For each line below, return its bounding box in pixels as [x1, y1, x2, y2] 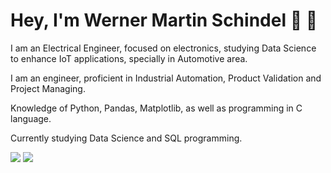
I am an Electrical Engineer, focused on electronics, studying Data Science [10, 42, 317, 54]
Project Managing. [10, 82, 86, 94]
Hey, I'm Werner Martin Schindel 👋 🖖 [10, 9, 318, 32]
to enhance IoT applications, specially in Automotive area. [10, 52, 248, 64]
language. [10, 112, 52, 124]
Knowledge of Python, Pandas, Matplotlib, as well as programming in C [10, 102, 303, 114]
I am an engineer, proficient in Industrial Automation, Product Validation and [10, 72, 322, 84]
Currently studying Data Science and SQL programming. [10, 132, 243, 144]
